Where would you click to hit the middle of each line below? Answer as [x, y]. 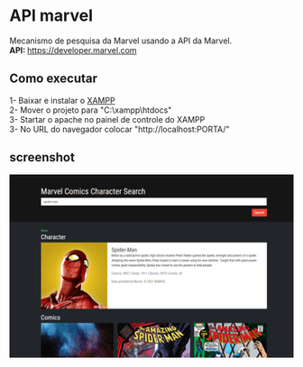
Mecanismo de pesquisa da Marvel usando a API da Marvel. [121, 41]
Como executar [53, 79]
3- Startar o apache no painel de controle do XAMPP [107, 119]
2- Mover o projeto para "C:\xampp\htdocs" [91, 110]
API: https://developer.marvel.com [73, 50]
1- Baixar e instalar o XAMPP [62, 100]
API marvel [51, 16]
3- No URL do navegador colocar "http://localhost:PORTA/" [119, 129]
